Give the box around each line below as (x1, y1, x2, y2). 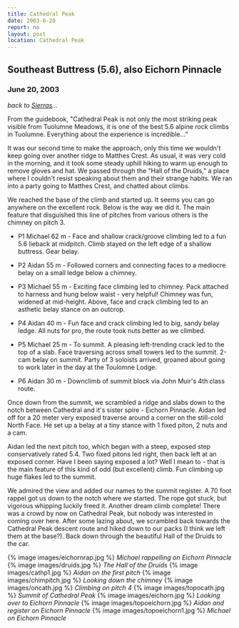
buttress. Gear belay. (17, 247, 80, 255)
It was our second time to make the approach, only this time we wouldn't (7, 143, 221, 152)
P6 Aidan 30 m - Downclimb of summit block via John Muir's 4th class (17, 376, 225, 385)
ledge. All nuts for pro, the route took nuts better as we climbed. (17, 326, 206, 335)
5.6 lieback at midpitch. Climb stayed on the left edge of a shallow (17, 240, 212, 248)
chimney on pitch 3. (7, 218, 66, 227)
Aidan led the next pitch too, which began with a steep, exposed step (7, 442, 211, 451)
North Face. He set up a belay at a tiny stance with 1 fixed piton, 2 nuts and (7, 421, 228, 429)
